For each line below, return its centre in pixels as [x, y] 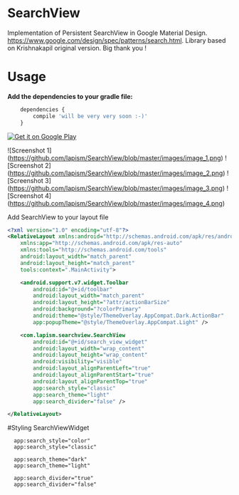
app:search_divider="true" [54, 479]
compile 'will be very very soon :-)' [90, 116]
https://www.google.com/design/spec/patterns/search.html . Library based [117, 40]
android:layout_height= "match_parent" [78, 263]
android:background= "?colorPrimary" [87, 309]
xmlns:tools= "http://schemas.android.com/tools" [94, 250]
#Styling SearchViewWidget [48, 428]
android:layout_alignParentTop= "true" [90, 381]
